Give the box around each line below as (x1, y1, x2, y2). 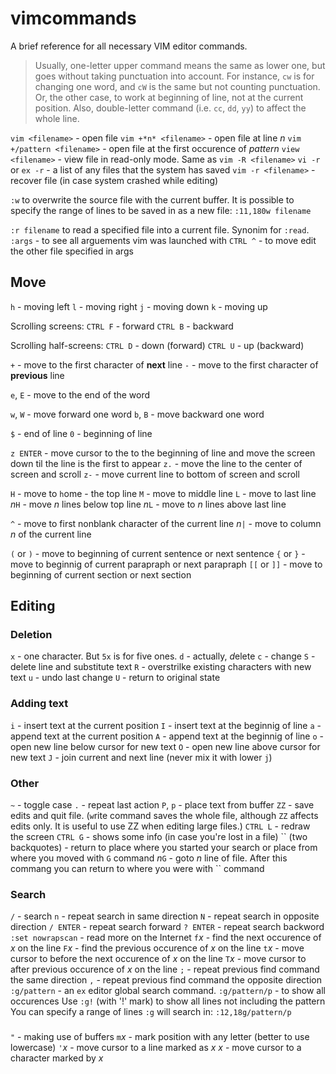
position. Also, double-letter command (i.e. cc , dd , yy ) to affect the (34, 102, 307, 114)
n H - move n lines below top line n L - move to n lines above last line (10, 498, 287, 510)
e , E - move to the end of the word (10, 388, 151, 401)
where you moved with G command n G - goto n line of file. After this (10, 852, 288, 864)
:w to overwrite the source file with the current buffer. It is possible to (10, 193, 295, 206)
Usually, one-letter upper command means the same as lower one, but (34, 59, 326, 71)
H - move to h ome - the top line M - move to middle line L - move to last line (10, 487, 317, 499)
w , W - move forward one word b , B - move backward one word (10, 408, 265, 420)
